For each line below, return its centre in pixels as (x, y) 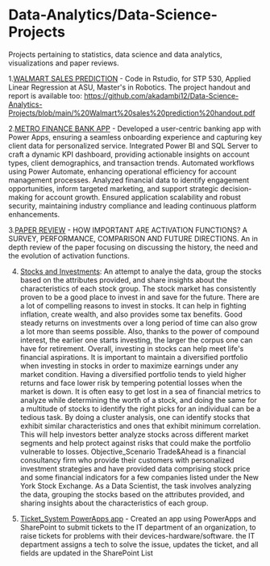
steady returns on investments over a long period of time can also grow (139, 323)
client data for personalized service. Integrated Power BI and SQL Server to (133, 145)
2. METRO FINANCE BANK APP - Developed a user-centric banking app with (135, 128)
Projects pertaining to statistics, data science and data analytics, (116, 54)
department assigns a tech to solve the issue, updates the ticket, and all (139, 544)
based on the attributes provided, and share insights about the (123, 279)
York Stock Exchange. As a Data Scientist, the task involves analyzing (135, 485)
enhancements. (34, 214)
